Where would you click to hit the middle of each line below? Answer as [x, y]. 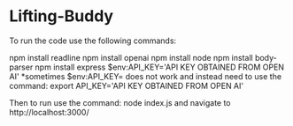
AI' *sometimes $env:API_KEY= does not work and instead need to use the [145, 76]
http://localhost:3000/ [50, 112]
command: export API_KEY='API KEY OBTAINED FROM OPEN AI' [127, 85]
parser [21, 67]
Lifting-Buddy [61, 16]
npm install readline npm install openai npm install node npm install [131, 57]
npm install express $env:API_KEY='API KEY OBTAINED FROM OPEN [160, 67]
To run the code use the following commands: [93, 41]
